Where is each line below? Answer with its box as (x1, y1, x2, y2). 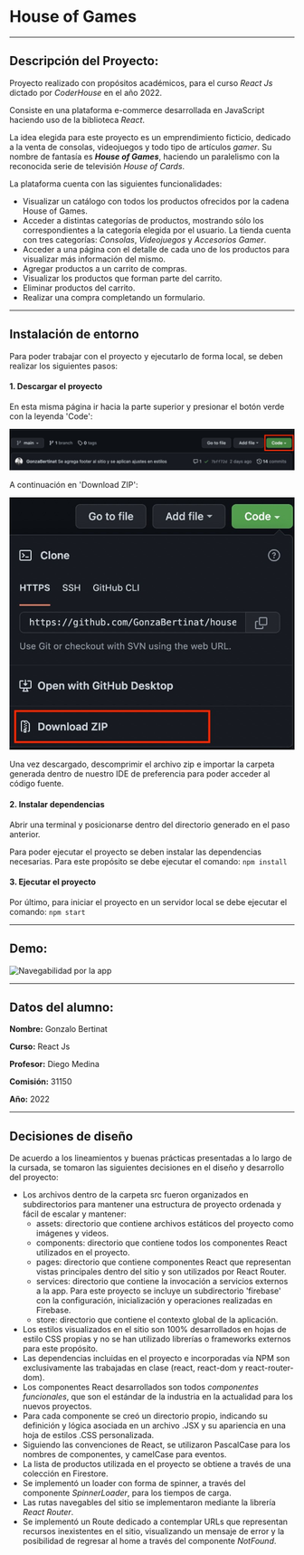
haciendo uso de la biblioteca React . (9, 114, 146, 125)
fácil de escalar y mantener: (22, 1208, 127, 1219)
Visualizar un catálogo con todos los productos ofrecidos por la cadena (22, 196, 290, 206)
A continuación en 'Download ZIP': (9, 480, 138, 491)
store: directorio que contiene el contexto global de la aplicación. (35, 1314, 279, 1325)
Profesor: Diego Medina (9, 1059, 100, 1070)
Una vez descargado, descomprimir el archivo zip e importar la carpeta (9, 758, 275, 770)
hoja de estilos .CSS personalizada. (22, 1430, 155, 1441)
